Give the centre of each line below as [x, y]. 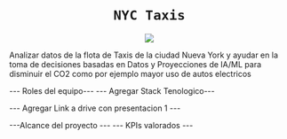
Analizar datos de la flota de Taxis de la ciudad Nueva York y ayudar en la [143, 55]
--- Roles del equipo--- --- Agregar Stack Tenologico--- [112, 90]
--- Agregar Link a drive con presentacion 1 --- [95, 108]
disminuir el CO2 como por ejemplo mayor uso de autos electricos [130, 73]
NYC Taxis [149, 15]
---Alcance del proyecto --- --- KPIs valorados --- [101, 125]
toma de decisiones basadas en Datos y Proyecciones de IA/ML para [136, 64]
